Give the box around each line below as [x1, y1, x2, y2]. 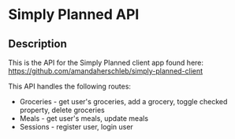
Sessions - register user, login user [19, 122, 134, 131]
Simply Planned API [8, 6, 140, 24]
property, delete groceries [19, 105, 105, 115]
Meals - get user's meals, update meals [19, 114, 148, 123]
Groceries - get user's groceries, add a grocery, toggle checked [19, 97, 228, 106]
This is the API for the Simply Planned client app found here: [8, 58, 203, 67]
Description [8, 37, 67, 51]
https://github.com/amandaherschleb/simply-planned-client [8, 66, 203, 76]
